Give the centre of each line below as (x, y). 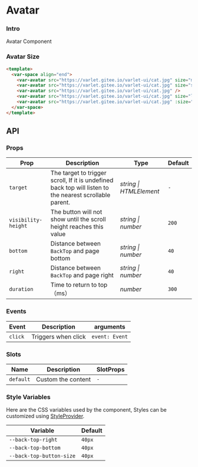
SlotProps (110, 369)
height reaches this (77, 227)
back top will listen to (80, 188)
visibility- (26, 220)
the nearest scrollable (80, 195)
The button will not (76, 212)
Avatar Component (29, 41)
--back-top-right (33, 440)
